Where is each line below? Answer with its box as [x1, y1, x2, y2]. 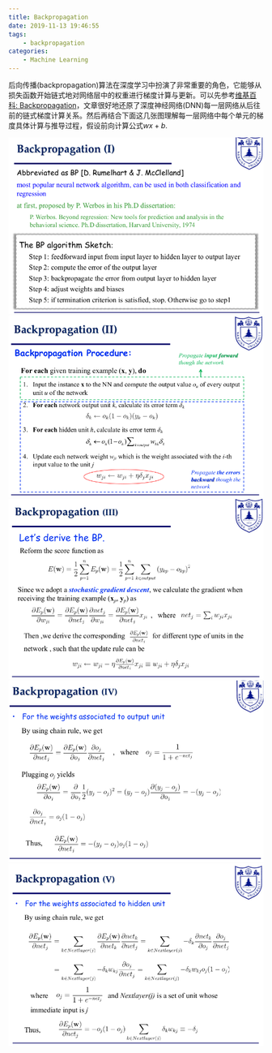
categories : [8, 47, 49, 56]
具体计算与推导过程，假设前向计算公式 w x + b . [15, 121, 168, 130]
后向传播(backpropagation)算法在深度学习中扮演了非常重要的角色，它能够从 [8, 80, 262, 89]
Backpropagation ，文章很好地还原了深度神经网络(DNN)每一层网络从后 [19, 101, 253, 110]
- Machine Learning [23, 56, 89, 64]
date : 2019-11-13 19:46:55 [8, 21, 100, 30]
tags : [8, 30, 27, 38]
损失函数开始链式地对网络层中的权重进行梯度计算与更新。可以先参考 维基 [8, 90, 249, 100]
